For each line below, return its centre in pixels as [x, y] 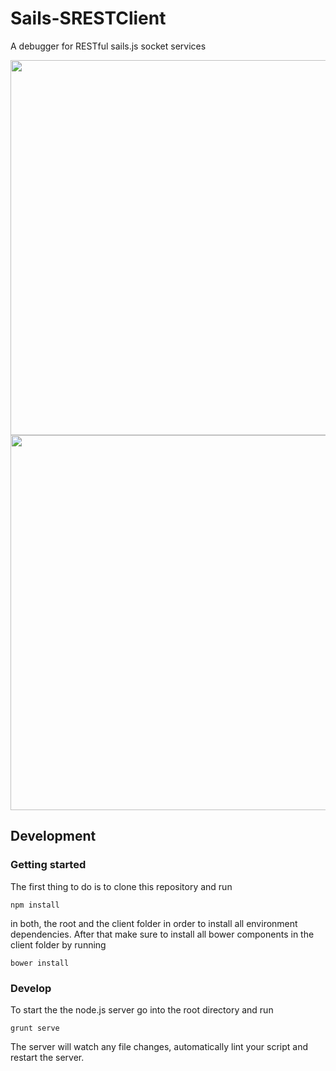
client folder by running [58, 944]
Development [53, 836]
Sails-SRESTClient [88, 18]
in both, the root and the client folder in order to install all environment [154, 923]
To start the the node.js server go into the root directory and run [142, 1009]
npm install [35, 905]
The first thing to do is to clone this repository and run [121, 886]
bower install [40, 963]
